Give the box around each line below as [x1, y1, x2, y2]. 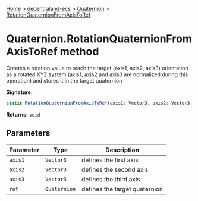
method [59, 45, 99, 58]
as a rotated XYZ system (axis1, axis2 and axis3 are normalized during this [6, 71, 188, 78]
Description [105, 146, 140, 154]
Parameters [6, 128, 51, 139]
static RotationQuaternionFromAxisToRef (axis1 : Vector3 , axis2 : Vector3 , [6, 100, 193, 106]
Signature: [6, 89, 33, 96]
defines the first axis [81, 156, 139, 164]
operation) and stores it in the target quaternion [6, 77, 122, 84]
